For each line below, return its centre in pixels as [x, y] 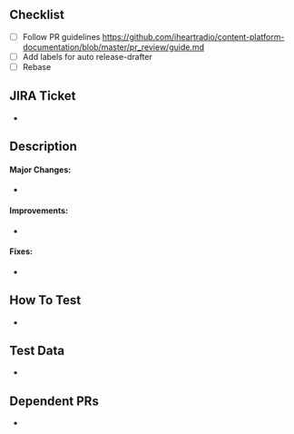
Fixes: [21, 252]
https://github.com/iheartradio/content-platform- [193, 36]
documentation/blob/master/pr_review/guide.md [113, 47]
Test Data [37, 351]
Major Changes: [40, 169]
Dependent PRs [54, 401]
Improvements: [39, 211]
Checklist [37, 15]
